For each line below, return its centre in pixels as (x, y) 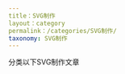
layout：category (37, 23)
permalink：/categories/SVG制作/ (62, 31)
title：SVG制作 (32, 16)
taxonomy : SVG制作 (38, 38)
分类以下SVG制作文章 (44, 62)
